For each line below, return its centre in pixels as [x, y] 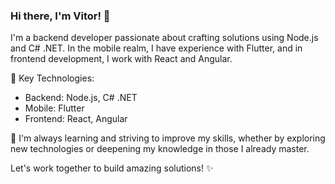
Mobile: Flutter [54, 108]
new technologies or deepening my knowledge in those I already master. [160, 149]
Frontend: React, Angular [76, 119]
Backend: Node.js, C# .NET [81, 98]
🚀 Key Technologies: [52, 78]
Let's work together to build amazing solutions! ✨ [112, 168]
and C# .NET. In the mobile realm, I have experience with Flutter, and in [156, 48]
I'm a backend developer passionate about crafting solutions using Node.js [164, 38]
